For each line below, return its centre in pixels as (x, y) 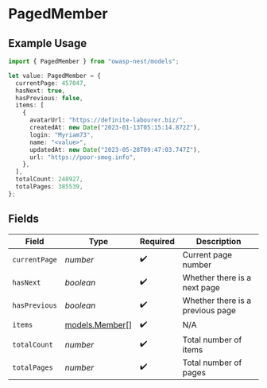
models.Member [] (99, 325)
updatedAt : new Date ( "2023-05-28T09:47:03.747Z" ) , (115, 149)
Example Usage (48, 43)
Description (219, 241)
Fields (24, 219)
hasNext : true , (41, 91)
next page (201, 287)
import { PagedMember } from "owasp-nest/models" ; (94, 61)
